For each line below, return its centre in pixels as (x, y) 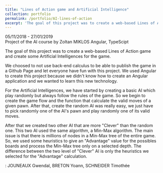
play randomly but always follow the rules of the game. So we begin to (75, 96)
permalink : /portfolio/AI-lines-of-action (49, 18)
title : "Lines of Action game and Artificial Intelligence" (67, 9)
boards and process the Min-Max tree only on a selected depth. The (73, 146)
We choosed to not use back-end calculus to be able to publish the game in (81, 66)
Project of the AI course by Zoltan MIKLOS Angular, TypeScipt (67, 42)
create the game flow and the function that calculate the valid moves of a (78, 101)
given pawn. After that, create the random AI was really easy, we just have (79, 106)
